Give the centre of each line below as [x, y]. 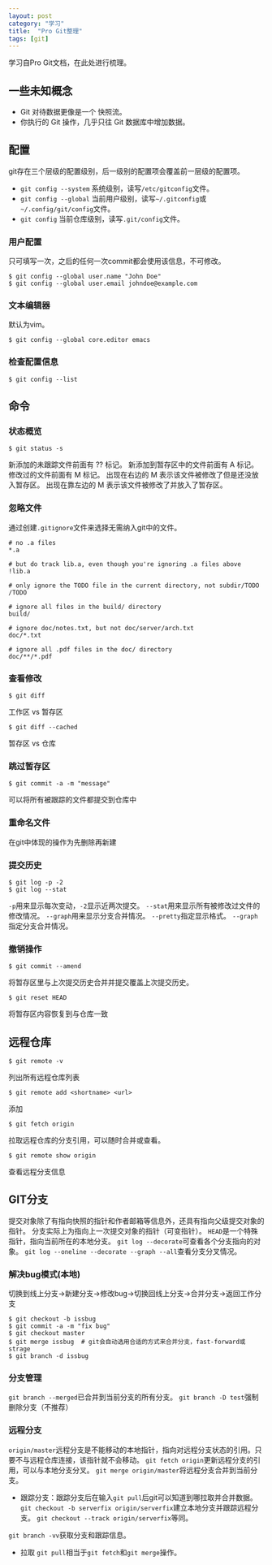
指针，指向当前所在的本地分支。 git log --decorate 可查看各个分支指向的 [131, 1241]
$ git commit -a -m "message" [60, 784]
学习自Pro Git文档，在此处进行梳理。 [70, 63]
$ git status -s [36, 449]
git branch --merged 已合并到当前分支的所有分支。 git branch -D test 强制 [134, 1397]
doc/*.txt [25, 635]
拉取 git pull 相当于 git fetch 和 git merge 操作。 [100, 1552]
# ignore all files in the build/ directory [85, 607]
